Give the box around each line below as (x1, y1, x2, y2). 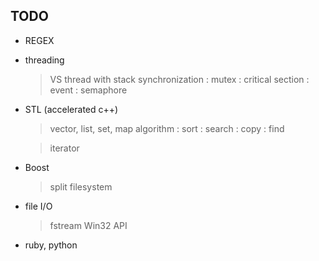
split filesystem (49, 180, 113, 193)
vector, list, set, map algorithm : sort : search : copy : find (49, 122, 285, 134)
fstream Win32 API (49, 219, 128, 231)
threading (24, 54, 65, 66)
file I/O (24, 200, 53, 212)
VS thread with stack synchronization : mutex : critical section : (49, 73, 310, 85)
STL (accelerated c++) (24, 103, 119, 115)
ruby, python (24, 239, 78, 251)
